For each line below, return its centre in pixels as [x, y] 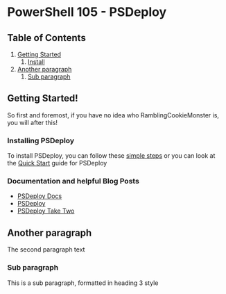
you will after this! [32, 122]
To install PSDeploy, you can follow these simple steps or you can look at [111, 156]
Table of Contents [47, 38]
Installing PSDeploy [41, 140]
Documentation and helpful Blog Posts [73, 181]
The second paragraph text [46, 250]
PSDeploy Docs [40, 196]
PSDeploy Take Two [46, 211]
